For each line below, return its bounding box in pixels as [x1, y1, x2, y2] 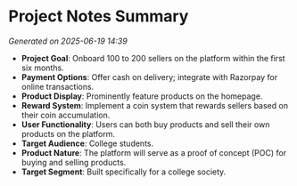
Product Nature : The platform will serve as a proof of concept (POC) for [21, 147, 287, 158]
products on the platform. [21, 128, 115, 139]
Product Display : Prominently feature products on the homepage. [21, 91, 263, 101]
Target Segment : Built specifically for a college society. [21, 166, 227, 177]
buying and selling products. [21, 157, 127, 167]
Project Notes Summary [8, 6, 189, 27]
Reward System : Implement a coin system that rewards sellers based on [21, 100, 289, 110]
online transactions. [21, 81, 95, 92]
